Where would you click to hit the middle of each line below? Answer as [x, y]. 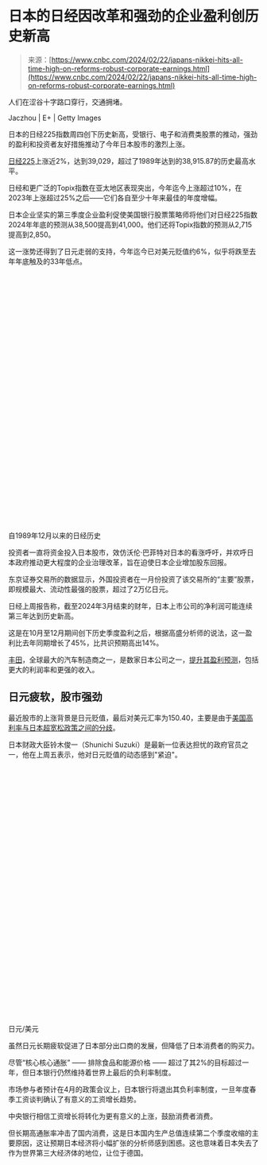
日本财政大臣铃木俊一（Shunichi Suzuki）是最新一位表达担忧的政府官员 [125, 745]
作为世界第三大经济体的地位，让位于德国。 [78, 1152]
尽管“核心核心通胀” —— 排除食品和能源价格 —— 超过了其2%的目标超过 [125, 1062]
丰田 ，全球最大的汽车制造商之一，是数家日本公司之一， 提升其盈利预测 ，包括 [133, 660]
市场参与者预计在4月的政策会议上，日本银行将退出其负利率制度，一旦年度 [129, 1089]
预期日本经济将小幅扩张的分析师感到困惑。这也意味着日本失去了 [154, 1143]
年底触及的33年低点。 [51, 261]
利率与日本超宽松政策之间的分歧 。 [64, 727]
